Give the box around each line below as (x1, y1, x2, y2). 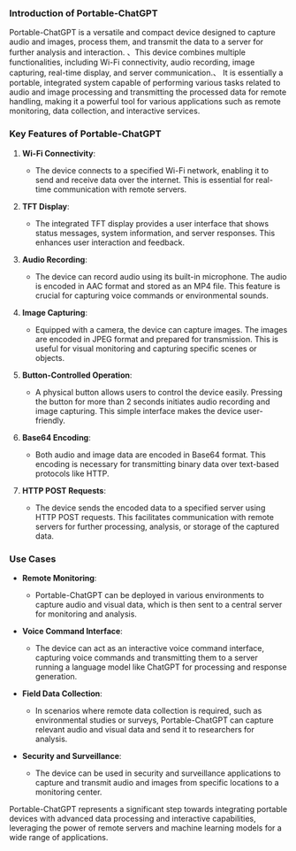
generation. (34, 671, 78, 681)
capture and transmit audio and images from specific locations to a (34, 777, 280, 787)
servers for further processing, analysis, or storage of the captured (34, 521, 280, 532)
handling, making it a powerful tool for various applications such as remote (9, 96, 281, 107)
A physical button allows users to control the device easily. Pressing (34, 387, 283, 397)
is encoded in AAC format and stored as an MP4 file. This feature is (34, 280, 281, 291)
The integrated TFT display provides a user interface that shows (34, 218, 269, 228)
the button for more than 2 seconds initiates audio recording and (34, 396, 271, 407)
